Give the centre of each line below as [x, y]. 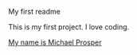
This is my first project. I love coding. [69, 27]
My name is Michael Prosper [55, 42]
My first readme [35, 12]
